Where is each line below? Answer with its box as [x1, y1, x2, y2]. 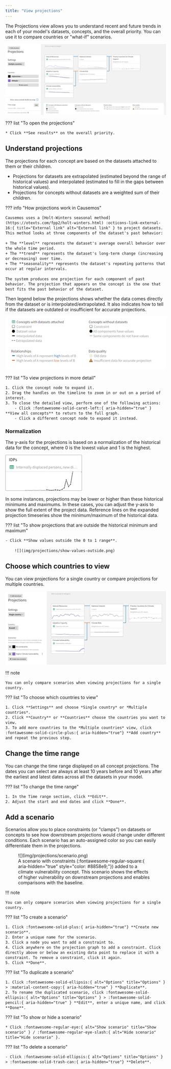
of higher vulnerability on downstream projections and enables [18, 874, 150, 880]
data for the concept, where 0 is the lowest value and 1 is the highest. [5, 444, 152, 451]
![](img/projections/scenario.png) [18, 853, 88, 859]
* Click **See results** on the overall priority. [5, 131, 115, 136]
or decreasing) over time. [5, 256, 63, 261]
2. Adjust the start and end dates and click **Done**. [5, 799, 127, 804]
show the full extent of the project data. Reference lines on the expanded [5, 507, 159, 513]
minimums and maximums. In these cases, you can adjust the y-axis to [5, 502, 154, 508]
